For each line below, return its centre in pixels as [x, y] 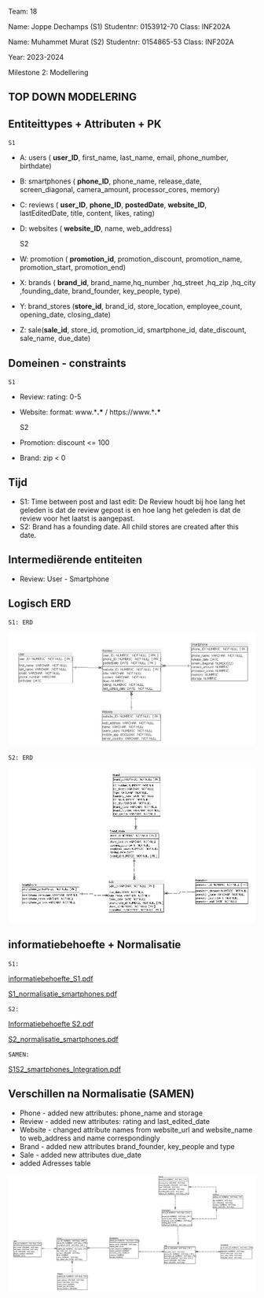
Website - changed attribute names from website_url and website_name [136, 1129]
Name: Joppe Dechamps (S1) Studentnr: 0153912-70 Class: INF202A [119, 26]
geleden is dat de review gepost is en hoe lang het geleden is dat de [130, 510]
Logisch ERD [40, 604]
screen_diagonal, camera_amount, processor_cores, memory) [119, 190]
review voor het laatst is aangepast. [77, 518]
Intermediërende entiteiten [75, 560]
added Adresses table [55, 1163]
